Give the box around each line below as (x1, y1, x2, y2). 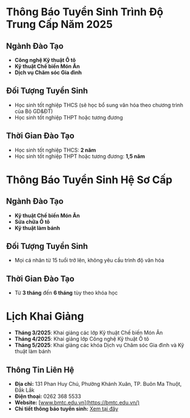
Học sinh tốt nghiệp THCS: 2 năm (14, 146, 96, 153)
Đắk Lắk (14, 386, 35, 393)
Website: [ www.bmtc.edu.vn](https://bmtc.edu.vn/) (14, 399, 140, 406)
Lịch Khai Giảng (6, 310, 84, 323)
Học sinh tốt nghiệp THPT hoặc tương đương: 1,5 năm (14, 152, 145, 160)
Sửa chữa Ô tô (14, 218, 50, 225)
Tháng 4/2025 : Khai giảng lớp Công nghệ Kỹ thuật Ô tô (14, 335, 150, 342)
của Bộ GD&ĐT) (14, 108, 53, 115)
